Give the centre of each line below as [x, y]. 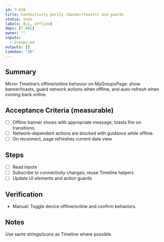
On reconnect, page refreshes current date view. [62, 139]
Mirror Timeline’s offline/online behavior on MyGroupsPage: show [73, 84]
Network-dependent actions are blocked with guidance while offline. [83, 133]
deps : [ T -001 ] [20, 28]
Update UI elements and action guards [52, 178]
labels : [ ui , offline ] [29, 24]
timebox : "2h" [20, 51]
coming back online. [26, 94]
